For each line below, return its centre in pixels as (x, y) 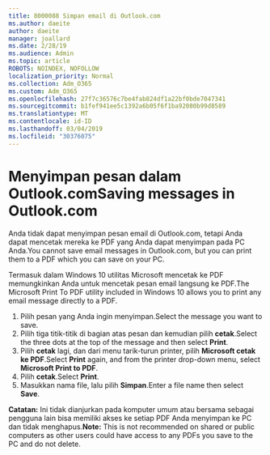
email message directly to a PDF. (63, 300)
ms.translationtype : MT (49, 114)
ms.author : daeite (39, 23)
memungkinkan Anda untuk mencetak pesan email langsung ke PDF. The (129, 283)
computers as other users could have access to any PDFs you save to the (131, 435)
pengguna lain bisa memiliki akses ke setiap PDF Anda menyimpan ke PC (130, 418)
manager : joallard (39, 38)
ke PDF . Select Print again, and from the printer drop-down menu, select (140, 359)
